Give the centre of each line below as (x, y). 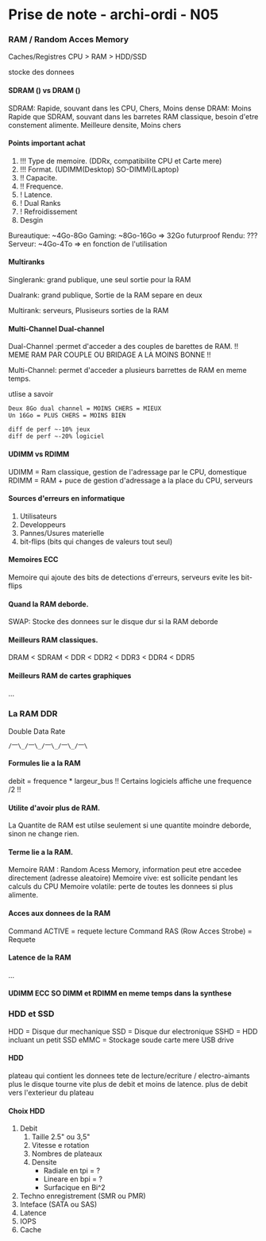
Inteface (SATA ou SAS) (58, 1204)
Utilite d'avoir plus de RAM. (54, 808)
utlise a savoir (31, 394)
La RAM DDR (33, 714)
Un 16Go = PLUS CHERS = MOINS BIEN (67, 416)
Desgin (31, 219)
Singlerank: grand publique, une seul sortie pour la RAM (100, 280)
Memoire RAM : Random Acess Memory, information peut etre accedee (125, 870)
